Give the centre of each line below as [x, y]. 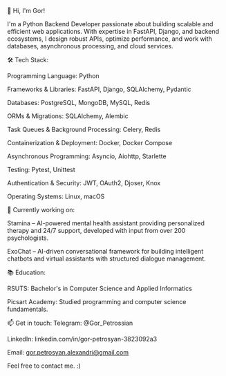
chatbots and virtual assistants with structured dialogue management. [106, 258]
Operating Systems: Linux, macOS [56, 196]
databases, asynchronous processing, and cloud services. [91, 46]
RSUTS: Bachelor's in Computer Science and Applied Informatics [100, 288]
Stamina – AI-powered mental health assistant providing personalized [106, 223]
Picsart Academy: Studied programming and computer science [97, 302]
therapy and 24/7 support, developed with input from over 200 [96, 231]
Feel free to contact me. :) [44, 366]
